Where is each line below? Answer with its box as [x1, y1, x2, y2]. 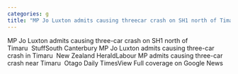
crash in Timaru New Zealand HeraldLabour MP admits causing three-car [7, 51, 223, 60]
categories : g [7, 10, 50, 18]
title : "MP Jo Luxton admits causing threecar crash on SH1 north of [7, 17, 217, 24]
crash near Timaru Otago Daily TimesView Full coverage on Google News [7, 58, 223, 67]
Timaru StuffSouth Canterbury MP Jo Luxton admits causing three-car [7, 44, 215, 52]
